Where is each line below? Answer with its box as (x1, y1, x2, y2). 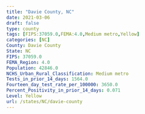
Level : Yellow (6, 93, 42, 99)
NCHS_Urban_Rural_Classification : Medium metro (6, 71, 129, 77)
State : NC (6, 48, 32, 54)
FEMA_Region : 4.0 (6, 59, 50, 65)
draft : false (6, 20, 39, 26)
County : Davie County (6, 43, 61, 49)
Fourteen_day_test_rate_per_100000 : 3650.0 (6, 82, 118, 88)
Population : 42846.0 (6, 65, 59, 71)
